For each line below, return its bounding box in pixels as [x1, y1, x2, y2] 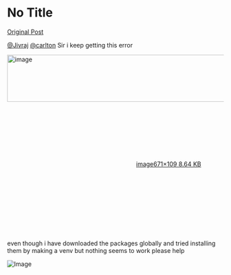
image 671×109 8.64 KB [136, 160, 201, 168]
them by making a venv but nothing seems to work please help [7, 246, 185, 254]
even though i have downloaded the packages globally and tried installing [7, 239, 216, 247]
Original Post [7, 28, 44, 36]
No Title [7, 5, 54, 21]
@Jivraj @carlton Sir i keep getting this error [7, 41, 133, 49]
